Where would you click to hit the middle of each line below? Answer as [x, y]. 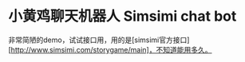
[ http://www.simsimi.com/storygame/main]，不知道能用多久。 [110, 49]
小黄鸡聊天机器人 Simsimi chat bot [122, 16]
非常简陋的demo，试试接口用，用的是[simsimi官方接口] [99, 40]
